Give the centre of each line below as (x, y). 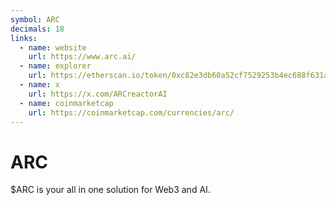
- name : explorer (55, 66)
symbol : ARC (35, 19)
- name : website (53, 47)
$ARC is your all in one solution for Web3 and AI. (110, 190)
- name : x (39, 85)
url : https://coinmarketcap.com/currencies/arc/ (131, 112)
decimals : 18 (37, 29)
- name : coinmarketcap (66, 103)
